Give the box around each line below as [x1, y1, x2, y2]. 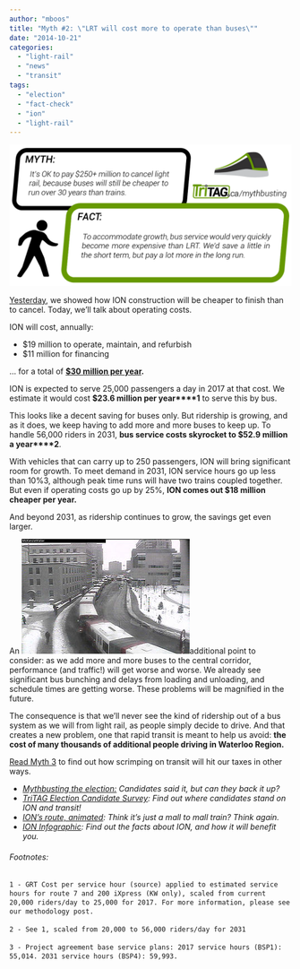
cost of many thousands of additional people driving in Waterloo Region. [9, 740, 285, 750]
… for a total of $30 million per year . [9, 366, 145, 376]
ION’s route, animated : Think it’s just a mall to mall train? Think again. [21, 812, 279, 823]
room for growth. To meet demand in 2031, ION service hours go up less [9, 466, 276, 477]
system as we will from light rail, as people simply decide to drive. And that [9, 720, 286, 731]
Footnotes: [9, 852, 49, 862]
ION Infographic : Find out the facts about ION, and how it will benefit [21, 821, 277, 833]
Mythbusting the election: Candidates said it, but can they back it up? [21, 783, 280, 794]
